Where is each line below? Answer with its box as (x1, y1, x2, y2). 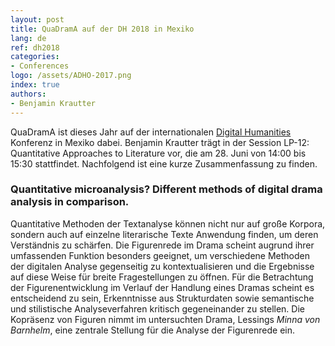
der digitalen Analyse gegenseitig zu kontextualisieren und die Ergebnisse (10, 260, 315, 272)
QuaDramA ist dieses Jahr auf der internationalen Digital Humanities (10, 126, 292, 138)
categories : (10, 52, 60, 62)
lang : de (10, 33, 47, 43)
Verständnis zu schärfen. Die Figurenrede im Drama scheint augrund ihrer (10, 239, 315, 251)
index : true (10, 80, 60, 90)
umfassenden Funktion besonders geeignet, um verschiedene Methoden (10, 249, 311, 261)
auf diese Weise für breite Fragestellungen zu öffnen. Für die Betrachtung (10, 271, 314, 283)
